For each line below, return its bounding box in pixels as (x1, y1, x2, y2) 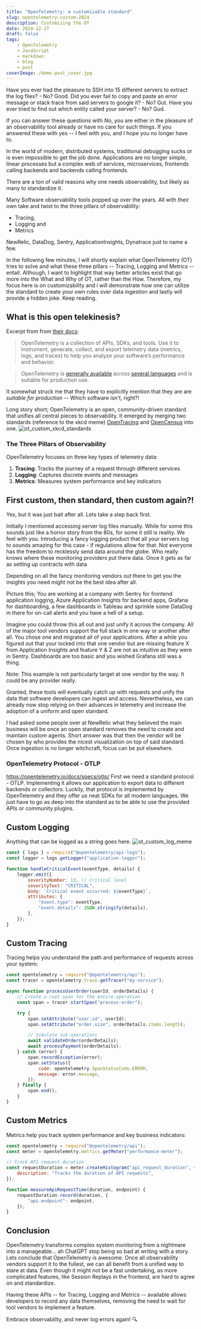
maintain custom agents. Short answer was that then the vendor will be (6, 732, 181, 739)
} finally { (17, 1082, 47, 1089)
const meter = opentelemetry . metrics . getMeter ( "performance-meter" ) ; (6, 1148, 184, 1154)
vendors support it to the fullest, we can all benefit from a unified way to (6, 1260, 184, 1268)
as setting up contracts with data (6, 560, 87, 568)
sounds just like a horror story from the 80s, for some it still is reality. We (6, 529, 185, 536)
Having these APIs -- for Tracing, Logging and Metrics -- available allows (6, 1291, 187, 1298)
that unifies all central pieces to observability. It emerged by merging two (6, 412, 187, 419)
